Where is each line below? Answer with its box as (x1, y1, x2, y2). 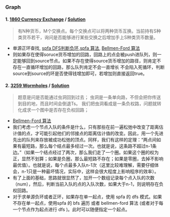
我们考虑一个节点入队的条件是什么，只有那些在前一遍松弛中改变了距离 (12, 124, 159, 130)
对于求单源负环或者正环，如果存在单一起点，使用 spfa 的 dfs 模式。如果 (12, 194, 162, 200)
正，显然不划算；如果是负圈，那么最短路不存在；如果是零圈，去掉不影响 (12, 156, 163, 162)
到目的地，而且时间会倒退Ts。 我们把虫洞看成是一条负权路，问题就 (17, 100, 157, 107)
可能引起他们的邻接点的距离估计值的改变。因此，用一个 (39, 130, 155, 136)
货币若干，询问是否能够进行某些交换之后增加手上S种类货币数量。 (22, 34, 158, 41)
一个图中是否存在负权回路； (31, 107, 89, 113)
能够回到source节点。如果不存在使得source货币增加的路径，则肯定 (17, 58, 157, 64)
